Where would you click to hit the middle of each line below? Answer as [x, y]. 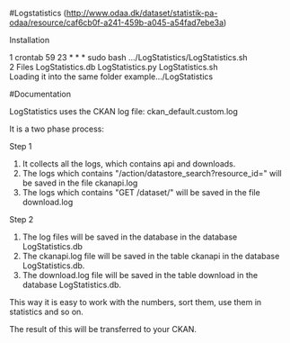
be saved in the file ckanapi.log [80, 183]
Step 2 [22, 219]
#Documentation [40, 94]
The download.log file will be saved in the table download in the [140, 275]
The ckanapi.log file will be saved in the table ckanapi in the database [151, 256]
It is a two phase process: [57, 129]
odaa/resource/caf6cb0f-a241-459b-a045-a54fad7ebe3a [117, 23]
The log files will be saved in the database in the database [130, 237]
